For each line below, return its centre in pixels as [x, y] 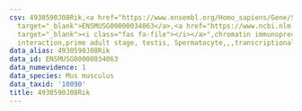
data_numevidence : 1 [48, 68]
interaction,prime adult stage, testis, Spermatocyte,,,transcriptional [156, 43]
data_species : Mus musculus [62, 76]
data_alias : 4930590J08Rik [60, 51]
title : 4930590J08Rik [50, 92]
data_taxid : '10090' [48, 84]
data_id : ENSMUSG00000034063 [64, 59]
